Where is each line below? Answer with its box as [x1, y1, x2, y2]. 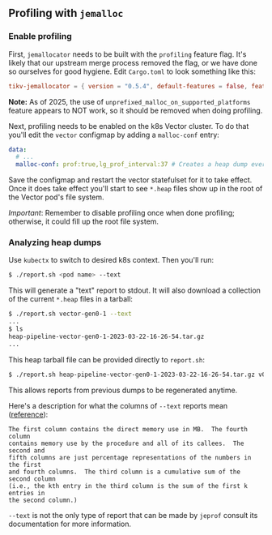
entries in [8, 489, 45, 497]
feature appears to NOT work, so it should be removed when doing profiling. [8, 105, 263, 115]
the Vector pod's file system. [8, 192, 104, 202]
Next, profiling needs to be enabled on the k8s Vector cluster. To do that [8, 121, 249, 131]
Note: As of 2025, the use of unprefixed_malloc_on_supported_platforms [8, 96, 251, 106]
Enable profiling [8, 31, 73, 42]
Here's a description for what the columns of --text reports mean [8, 400, 228, 410]
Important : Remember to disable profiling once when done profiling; [8, 208, 235, 218]
